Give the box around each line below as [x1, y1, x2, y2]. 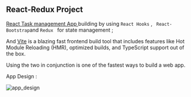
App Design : [6, 72, 37, 79]
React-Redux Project [6, 5, 84, 15]
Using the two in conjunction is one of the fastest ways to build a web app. [6, 61, 186, 68]
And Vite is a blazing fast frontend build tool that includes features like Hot [6, 37, 185, 44]
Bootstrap [6, 27, 30, 33]
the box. [6, 50, 26, 57]
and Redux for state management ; [29, 26, 114, 33]
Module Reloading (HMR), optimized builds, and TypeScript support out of [6, 44, 185, 51]
